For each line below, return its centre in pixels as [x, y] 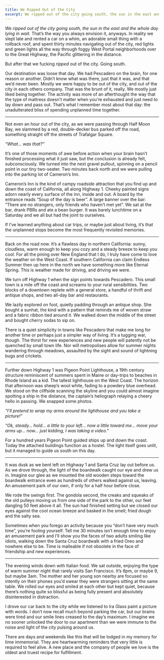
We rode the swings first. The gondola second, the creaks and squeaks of [79, 495]
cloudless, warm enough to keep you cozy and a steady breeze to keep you [81, 249]
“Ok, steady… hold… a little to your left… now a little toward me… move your [82, 425]
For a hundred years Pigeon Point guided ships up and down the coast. [76, 440]
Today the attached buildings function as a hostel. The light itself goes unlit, [81, 445]
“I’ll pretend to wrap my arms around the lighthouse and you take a [73, 411]
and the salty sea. [23, 516]
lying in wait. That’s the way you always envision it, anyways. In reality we [79, 33]
